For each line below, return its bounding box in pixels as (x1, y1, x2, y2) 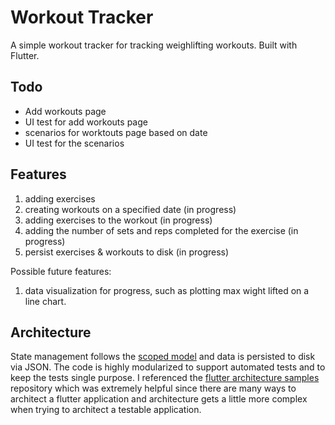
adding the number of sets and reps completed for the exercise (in (24, 224, 299, 236)
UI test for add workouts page (24, 116, 148, 128)
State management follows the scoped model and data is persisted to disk (10, 351, 316, 363)
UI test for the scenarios (24, 137, 125, 149)
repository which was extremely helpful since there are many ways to (10, 382, 297, 395)
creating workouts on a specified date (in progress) (24, 203, 237, 215)
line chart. (24, 295, 67, 307)
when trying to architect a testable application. (10, 404, 202, 416)
